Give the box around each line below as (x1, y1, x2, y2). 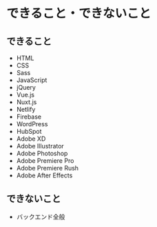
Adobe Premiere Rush (16, 164, 79, 172)
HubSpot (16, 128, 42, 135)
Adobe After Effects (16, 171, 73, 179)
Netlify (16, 106, 36, 113)
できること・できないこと (6, 6, 151, 21)
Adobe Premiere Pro (16, 157, 74, 165)
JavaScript (16, 76, 48, 84)
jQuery (16, 83, 36, 91)
